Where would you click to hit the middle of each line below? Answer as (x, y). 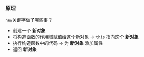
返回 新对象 (25, 49)
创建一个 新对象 (29, 31)
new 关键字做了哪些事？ (29, 20)
